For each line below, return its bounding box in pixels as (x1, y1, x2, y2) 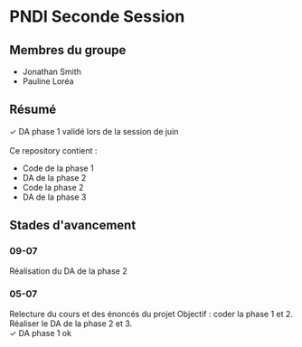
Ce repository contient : (9, 145, 98, 155)
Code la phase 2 (22, 182, 84, 192)
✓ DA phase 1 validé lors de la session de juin (9, 126, 179, 136)
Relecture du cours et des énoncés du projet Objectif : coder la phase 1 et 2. (9, 308, 294, 319)
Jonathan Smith (22, 66, 81, 77)
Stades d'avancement (9, 218, 137, 233)
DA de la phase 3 (22, 192, 87, 202)
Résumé (9, 102, 57, 117)
